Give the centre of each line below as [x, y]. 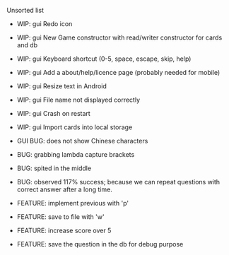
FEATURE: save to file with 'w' [60, 217]
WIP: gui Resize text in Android [62, 86]
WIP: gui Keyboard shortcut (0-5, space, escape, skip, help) [104, 59]
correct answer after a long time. [64, 189]
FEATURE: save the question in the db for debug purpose [100, 244]
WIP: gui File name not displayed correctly [78, 100]
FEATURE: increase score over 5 [64, 230]
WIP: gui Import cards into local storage [75, 127]
